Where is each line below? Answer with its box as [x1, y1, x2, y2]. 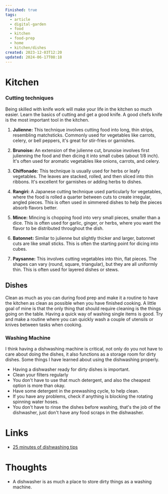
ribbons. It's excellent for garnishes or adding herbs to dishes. [12, 179, 143, 185]
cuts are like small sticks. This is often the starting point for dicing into [12, 240, 158, 246]
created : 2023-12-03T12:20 [5, 50, 62, 55]
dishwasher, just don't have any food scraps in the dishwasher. [12, 409, 144, 415]
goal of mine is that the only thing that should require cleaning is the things [5, 305, 161, 311]
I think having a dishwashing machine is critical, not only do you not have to [5, 345, 163, 351]
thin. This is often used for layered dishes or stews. [12, 266, 119, 272]
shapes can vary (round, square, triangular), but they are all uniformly [12, 261, 158, 267]
